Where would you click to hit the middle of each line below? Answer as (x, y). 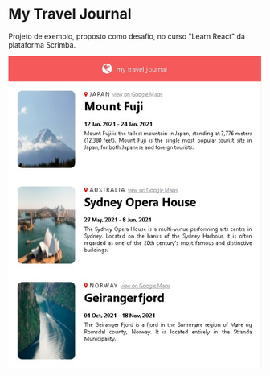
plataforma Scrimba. (42, 44)
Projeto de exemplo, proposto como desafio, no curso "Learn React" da (127, 36)
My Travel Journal (70, 14)
